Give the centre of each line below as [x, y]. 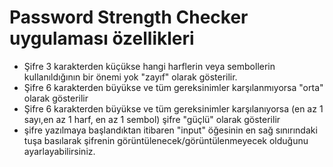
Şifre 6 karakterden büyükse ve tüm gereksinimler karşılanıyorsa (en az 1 [173, 108]
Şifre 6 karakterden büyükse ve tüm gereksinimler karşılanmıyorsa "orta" [173, 87]
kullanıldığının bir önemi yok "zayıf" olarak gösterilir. [130, 77]
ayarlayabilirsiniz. [59, 151]
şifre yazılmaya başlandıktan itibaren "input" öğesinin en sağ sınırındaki [170, 130]
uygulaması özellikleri [102, 38]
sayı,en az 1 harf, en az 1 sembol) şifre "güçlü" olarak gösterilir [152, 119]
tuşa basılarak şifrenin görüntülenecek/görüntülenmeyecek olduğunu [166, 140]
